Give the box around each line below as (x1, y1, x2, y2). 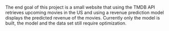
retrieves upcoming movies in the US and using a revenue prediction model (5, 9, 164, 15)
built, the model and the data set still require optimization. (5, 20, 127, 26)
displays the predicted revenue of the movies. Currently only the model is (5, 15, 160, 20)
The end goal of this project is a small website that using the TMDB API (5, 4, 155, 10)
